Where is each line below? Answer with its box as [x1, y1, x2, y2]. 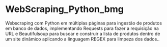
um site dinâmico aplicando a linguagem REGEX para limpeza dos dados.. [5, 36, 160, 42]
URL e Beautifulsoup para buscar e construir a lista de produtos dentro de [5, 30, 160, 36]
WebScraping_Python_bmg [5, 3, 124, 15]
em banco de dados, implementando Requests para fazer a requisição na [5, 25, 159, 31]
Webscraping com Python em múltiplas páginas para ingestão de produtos [5, 20, 162, 26]
